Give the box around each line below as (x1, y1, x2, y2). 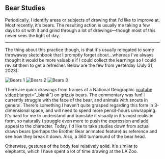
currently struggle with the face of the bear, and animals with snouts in (5, 97, 148, 103)
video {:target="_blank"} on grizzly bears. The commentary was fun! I (5, 92, 145, 98)
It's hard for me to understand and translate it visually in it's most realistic (5, 112, 154, 118)
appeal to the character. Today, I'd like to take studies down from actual (5, 123, 150, 129)
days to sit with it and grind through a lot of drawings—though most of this (5, 27, 156, 33)
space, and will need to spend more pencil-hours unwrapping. (30, 107, 157, 113)
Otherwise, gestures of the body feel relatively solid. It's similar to (5, 143, 138, 149)
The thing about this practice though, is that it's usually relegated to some (5, 47, 155, 53)
